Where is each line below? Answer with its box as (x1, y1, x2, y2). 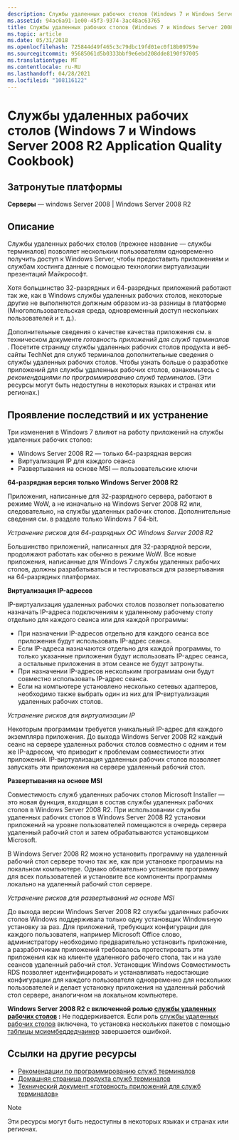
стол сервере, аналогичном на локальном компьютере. (7, 991, 179, 999)
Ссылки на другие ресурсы (7, 1048, 137, 1060)
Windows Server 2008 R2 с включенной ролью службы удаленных (7, 1005, 217, 1012)
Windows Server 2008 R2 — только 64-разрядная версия (17, 450, 192, 457)
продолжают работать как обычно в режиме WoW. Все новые (7, 550, 197, 558)
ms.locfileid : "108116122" (7, 76, 87, 84)
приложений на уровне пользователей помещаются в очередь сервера (7, 821, 227, 829)
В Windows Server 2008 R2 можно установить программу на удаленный (7, 849, 228, 858)
